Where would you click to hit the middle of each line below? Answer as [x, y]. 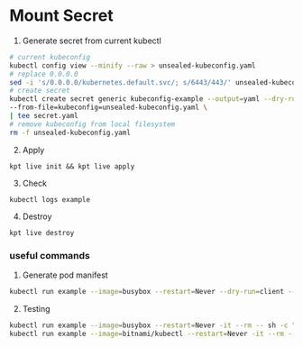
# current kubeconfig [50, 57]
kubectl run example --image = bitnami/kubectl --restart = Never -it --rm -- [153, 333]
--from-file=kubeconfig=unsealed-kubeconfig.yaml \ [108, 108]
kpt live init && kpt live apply [72, 166]
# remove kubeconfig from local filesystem [92, 124]
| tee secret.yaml [44, 116]
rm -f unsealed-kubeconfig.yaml [70, 132]
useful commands [50, 255]
